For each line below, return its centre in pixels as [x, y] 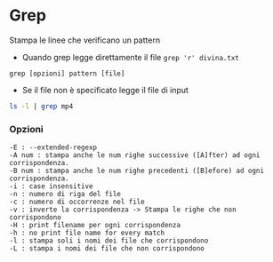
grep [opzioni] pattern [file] [67, 73]
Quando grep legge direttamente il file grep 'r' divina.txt [131, 57]
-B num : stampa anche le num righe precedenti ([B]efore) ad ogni [137, 171]
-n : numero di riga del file [65, 195]
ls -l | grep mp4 [41, 106]
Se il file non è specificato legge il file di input [105, 90]
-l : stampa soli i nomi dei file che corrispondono [109, 241]
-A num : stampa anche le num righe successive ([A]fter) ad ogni [135, 155]
